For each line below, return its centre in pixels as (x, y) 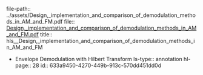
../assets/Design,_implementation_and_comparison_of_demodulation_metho (101, 15)
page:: (23, 65)
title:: (46, 34)
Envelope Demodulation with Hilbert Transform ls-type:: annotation (99, 59)
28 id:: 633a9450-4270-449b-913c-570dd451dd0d (97, 65)
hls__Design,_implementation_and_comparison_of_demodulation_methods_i (101, 41)
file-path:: (19, 9)
